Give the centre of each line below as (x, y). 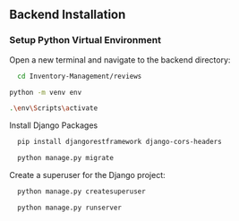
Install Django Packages (54, 125)
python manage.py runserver (70, 208)
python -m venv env (46, 92)
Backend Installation (68, 15)
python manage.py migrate (66, 158)
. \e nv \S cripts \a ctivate (54, 108)
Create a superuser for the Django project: (87, 175)
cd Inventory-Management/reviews (80, 76)
